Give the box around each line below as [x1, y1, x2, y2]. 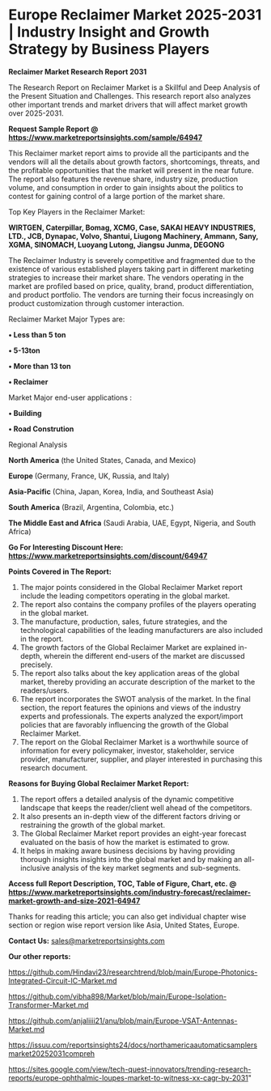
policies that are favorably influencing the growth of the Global [19, 720, 229, 729]
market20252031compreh [8, 1048, 95, 1058]
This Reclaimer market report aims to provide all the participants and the [8, 148, 249, 158]
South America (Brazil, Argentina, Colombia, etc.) [8, 502, 175, 512]
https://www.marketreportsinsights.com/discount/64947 [8, 550, 208, 560]
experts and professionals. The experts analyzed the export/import [19, 711, 243, 721]
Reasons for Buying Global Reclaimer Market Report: [8, 779, 189, 788]
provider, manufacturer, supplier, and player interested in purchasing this [19, 754, 263, 764]
